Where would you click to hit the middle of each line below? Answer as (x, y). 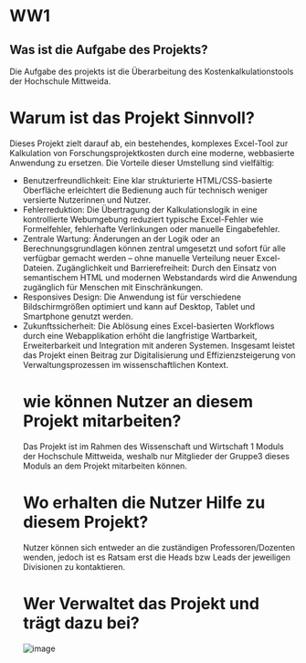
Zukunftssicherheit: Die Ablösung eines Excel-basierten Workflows (148, 326)
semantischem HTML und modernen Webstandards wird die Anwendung (160, 277)
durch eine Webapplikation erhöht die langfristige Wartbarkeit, (140, 335)
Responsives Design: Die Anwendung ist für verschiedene (132, 297)
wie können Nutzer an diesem (138, 402)
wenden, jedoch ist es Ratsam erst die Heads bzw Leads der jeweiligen (156, 557)
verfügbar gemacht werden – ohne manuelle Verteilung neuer (138, 258)
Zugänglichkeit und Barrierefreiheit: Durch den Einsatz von (166, 268)
